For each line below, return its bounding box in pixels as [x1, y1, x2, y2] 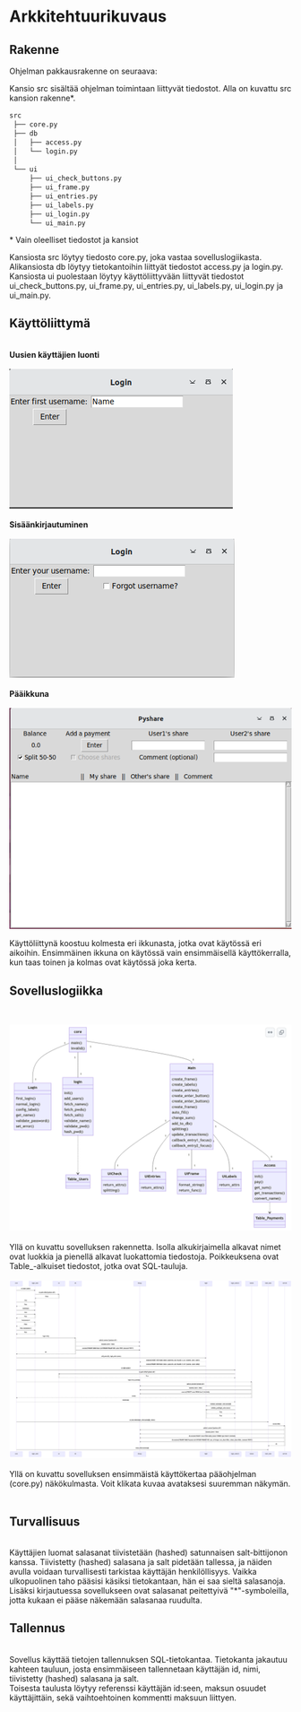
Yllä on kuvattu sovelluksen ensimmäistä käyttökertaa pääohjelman [9, 1469, 257, 1480]
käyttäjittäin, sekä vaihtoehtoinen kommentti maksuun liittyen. [9, 1692, 237, 1703]
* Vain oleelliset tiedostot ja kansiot [9, 235, 139, 245]
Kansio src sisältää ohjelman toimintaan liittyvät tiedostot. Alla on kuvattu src [9, 83, 292, 93]
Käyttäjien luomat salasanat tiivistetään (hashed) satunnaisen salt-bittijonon [9, 1547, 288, 1558]
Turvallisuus [9, 1514, 81, 1529]
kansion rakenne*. [9, 92, 76, 103]
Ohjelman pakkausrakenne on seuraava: [9, 65, 158, 76]
